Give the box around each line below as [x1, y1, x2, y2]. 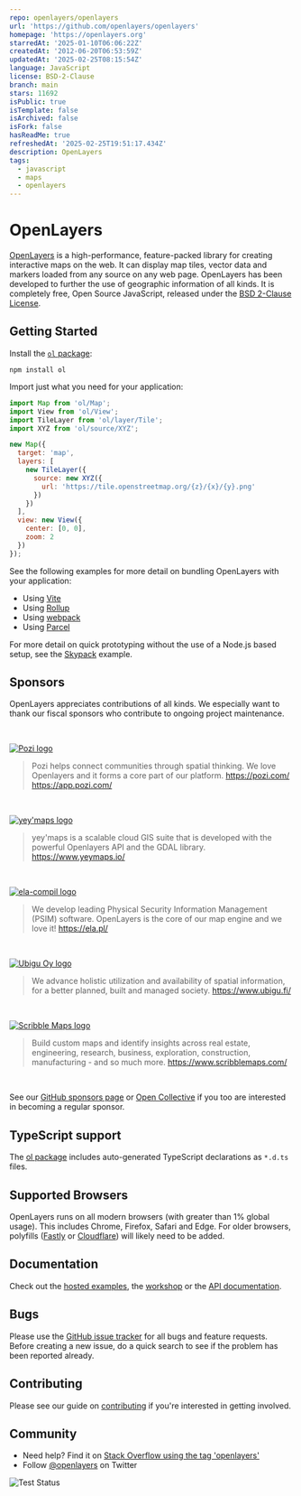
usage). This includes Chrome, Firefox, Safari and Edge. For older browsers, [9, 1221, 291, 1232]
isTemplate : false [9, 106, 78, 115]
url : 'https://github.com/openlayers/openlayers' [9, 22, 200, 31]
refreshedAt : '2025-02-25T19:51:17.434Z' [9, 139, 168, 148]
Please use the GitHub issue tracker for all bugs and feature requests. [9, 1331, 269, 1342]
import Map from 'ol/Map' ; [9, 398, 111, 407]
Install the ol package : [9, 348, 93, 358]
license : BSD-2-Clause [9, 72, 95, 81]
